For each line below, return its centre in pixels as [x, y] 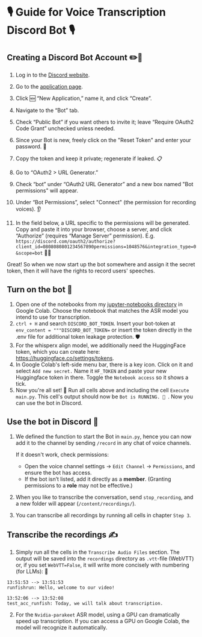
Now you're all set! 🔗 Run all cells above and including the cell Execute [102, 390]
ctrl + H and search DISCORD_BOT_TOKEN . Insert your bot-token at [95, 323]
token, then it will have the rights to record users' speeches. [81, 271]
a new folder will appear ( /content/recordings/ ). [76, 503]
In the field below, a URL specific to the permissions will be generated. [103, 223]
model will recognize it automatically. [61, 627]
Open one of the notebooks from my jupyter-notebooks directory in [99, 304]
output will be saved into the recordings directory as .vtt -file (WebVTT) [105, 559]
